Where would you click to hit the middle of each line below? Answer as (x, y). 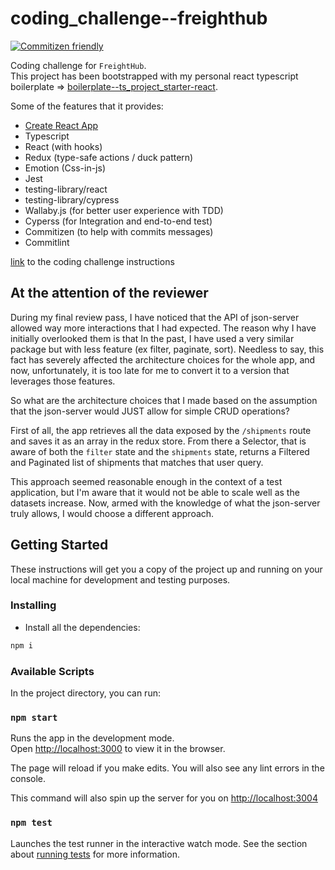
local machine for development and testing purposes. (120, 579)
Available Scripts (52, 671)
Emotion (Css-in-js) (65, 168)
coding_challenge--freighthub (139, 18)
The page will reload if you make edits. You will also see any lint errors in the (167, 768)
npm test (31, 823)
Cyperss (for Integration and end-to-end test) (118, 221)
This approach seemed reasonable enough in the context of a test (146, 481)
